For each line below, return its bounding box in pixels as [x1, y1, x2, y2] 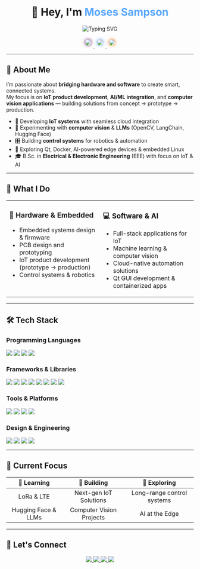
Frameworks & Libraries [6, 365, 76, 374]
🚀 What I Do [6, 184, 51, 194]
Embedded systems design [19, 226, 95, 235]
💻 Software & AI [103, 211, 159, 220]
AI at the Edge [139, 509, 179, 518]
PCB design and [19, 241, 64, 250]
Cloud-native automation [112, 259, 184, 267]
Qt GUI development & [112, 274, 176, 282]
